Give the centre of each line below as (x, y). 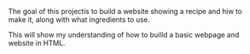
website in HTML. (37, 43)
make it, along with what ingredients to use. (79, 20)
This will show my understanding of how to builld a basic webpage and (124, 35)
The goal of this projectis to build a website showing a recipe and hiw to (125, 11)
